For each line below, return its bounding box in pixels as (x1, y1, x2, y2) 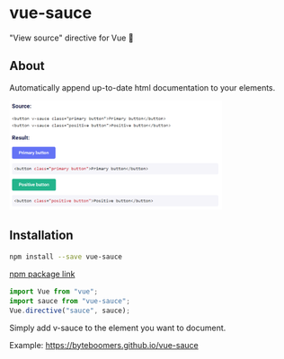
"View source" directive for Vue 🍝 (9, 32, 134, 43)
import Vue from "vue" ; (9, 286, 99, 296)
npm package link (9, 268, 75, 279)
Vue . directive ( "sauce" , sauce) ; (9, 306, 130, 315)
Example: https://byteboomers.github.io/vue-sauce (9, 339, 200, 350)
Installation (9, 227, 74, 242)
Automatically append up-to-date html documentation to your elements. (9, 82, 276, 92)
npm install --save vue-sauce (9, 252, 123, 262)
